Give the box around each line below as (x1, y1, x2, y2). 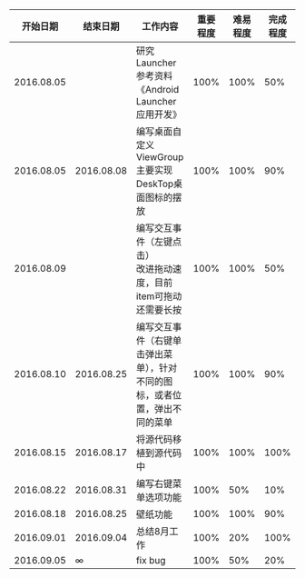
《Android (135, 84, 180, 95)
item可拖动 (135, 290, 182, 303)
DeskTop (135, 177, 174, 190)
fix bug (135, 554, 166, 566)
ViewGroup (135, 151, 184, 163)
